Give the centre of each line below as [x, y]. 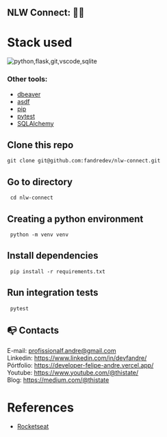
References [40, 407]
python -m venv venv [39, 235]
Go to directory [40, 182]
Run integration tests [53, 293]
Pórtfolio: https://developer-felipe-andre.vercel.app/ [80, 365]
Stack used [40, 42]
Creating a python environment [75, 218]
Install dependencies [53, 256]
